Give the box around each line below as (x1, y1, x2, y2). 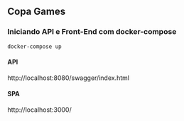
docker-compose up (7, 42, 62, 50)
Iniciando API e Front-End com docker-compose (7, 27, 177, 37)
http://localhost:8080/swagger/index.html (7, 74, 130, 82)
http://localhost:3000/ (7, 105, 72, 114)
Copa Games (7, 6, 66, 18)
